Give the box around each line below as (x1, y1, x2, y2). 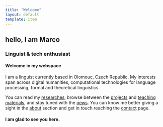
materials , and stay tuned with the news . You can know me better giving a (5, 99, 158, 105)
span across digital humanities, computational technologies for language (5, 79, 156, 85)
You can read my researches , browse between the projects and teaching (5, 94, 156, 100)
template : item (5, 17, 37, 22)
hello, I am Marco (5, 35, 60, 44)
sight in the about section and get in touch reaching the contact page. (5, 105, 150, 111)
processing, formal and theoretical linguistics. (5, 84, 100, 90)
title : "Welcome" (5, 7, 42, 13)
